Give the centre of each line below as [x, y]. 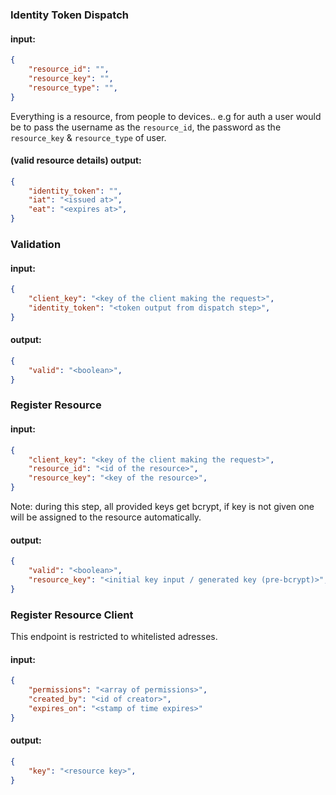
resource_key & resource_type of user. [88, 137]
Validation [36, 244]
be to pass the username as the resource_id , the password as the [146, 127]
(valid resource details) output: [76, 160]
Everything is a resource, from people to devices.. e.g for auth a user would [166, 116]
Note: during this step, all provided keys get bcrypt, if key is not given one [162, 507]
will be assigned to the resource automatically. [106, 517]
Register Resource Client [72, 615]
